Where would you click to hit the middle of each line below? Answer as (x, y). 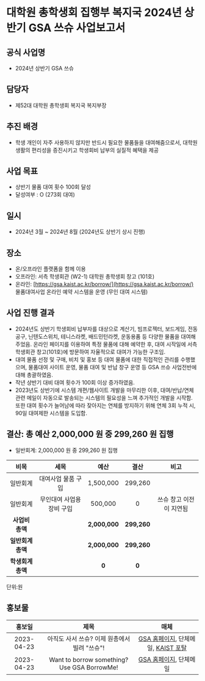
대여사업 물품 (57, 478)
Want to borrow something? (89, 660)
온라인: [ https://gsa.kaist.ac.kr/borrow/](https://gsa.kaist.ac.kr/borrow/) (104, 284)
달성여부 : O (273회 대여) (45, 195)
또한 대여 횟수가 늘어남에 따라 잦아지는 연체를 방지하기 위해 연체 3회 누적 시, (105, 405)
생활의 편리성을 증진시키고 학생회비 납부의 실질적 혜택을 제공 (87, 150)
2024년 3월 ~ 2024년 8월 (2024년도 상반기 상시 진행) (80, 232)
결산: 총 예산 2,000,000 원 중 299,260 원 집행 (90, 435)
